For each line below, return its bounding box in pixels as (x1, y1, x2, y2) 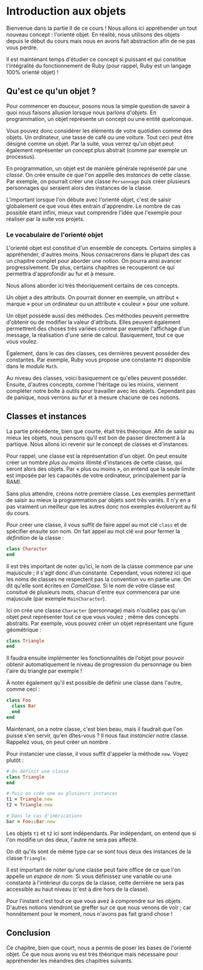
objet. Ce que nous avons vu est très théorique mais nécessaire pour (6, 951, 179, 958)
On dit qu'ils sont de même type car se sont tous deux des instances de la (6, 848, 191, 855)
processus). (6, 153, 36, 160)
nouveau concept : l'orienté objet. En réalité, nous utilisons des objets (6, 30, 180, 38)
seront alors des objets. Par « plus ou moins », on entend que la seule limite (6, 465, 195, 472)
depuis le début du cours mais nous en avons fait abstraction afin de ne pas (6, 37, 196, 44)
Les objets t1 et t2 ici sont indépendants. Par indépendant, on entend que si (6, 829, 196, 837)
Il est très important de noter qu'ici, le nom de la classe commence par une (6, 562, 193, 570)
